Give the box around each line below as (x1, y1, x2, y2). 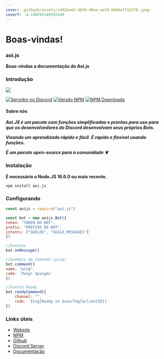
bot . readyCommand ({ (6, 290, 47, 295)
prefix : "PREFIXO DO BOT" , (6, 225, 62, 230)
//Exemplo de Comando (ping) (6, 257, 67, 262)
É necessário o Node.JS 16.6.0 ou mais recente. (6, 173, 107, 179)
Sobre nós (6, 108, 28, 114)
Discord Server (13, 343, 45, 349)
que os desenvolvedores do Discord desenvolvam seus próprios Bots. (6, 124, 155, 131)
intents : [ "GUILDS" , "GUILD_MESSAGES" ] (6, 230, 89, 235)
